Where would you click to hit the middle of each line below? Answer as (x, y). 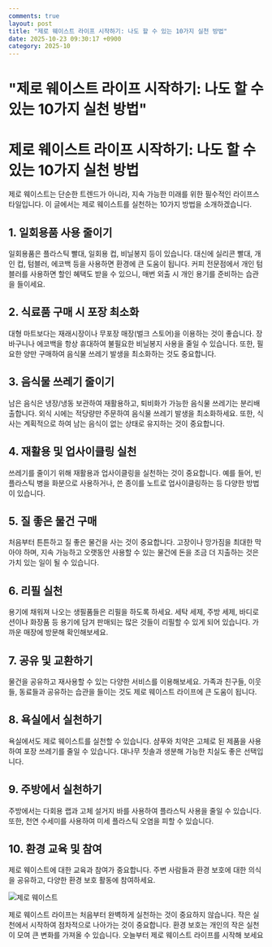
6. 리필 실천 (36, 591)
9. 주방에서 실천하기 (55, 789)
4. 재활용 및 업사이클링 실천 (73, 452)
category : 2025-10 (39, 46)
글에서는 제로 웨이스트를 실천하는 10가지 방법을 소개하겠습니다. (153, 204)
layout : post (30, 24)
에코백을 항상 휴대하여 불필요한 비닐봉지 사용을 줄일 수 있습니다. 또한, (146, 344)
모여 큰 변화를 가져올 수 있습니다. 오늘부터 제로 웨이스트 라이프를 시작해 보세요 (140, 935)
